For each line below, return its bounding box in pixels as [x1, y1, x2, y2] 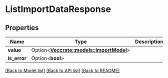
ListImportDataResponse [5, 3, 111, 15]
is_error [7, 55, 26, 61]
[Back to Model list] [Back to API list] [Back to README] [5, 67, 120, 73]
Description [134, 38, 163, 45]
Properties [5, 23, 39, 32]
